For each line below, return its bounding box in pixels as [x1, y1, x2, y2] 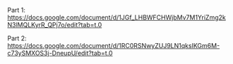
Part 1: [7, 6, 26, 14]
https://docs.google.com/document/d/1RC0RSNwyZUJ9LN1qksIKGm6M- [7, 42, 220, 49]
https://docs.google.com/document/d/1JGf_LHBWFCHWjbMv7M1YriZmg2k [7, 13, 226, 22]
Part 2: [7, 34, 27, 42]
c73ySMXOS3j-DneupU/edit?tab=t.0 [7, 49, 113, 57]
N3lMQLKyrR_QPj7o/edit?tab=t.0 [7, 21, 102, 29]
